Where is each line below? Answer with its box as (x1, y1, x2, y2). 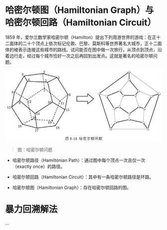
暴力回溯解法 (5, 204, 58, 215)
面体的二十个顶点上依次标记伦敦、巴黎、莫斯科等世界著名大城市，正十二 (9, 40, 158, 46)
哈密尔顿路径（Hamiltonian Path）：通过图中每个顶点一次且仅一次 (12, 157, 146, 163)
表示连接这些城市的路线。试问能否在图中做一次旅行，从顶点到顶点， (18, 47, 158, 53)
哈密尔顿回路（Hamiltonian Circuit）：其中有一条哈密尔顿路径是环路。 (12, 174, 154, 180)
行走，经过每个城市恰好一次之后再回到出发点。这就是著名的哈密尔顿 (13, 53, 153, 58)
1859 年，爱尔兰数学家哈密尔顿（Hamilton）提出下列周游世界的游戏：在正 (5, 34, 157, 40)
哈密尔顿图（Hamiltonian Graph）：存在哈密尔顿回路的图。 (12, 184, 132, 190)
